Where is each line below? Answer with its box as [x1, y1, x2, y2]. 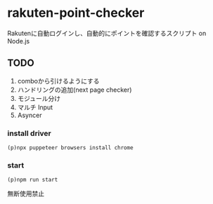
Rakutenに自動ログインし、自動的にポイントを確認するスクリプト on [7, 29, 207, 37]
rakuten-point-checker [7, 5, 145, 21]
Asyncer [17, 111, 42, 119]
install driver [7, 128, 51, 138]
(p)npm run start [7, 177, 58, 184]
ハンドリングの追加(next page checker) [17, 86, 132, 94]
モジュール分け [17, 94, 61, 102]
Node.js [7, 36, 30, 45]
